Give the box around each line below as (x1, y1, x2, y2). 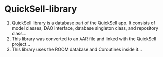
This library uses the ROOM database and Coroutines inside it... (11, 46, 142, 52)
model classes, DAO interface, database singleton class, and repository (11, 25, 159, 31)
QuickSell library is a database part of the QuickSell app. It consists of (11, 20, 155, 26)
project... (11, 41, 31, 47)
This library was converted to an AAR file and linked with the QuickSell (11, 36, 156, 42)
